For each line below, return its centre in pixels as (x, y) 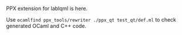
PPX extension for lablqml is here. (47, 8)
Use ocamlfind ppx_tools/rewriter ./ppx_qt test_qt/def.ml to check (91, 20)
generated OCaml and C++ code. (46, 26)
